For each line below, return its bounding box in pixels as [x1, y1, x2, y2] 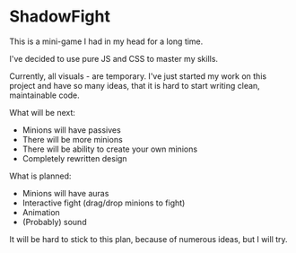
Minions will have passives [22, 124, 121, 135]
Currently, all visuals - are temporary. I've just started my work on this [9, 70, 267, 82]
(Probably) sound [22, 216, 87, 227]
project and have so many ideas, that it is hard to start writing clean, [9, 80, 260, 91]
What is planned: [9, 170, 72, 181]
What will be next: [9, 107, 76, 118]
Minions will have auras [22, 188, 109, 198]
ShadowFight [9, 6, 110, 27]
